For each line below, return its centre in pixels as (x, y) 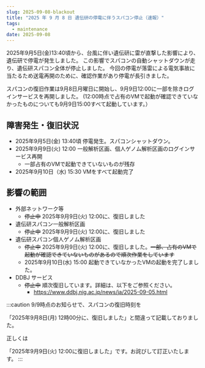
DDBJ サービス (34, 277)
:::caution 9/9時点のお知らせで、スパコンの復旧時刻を (74, 304)
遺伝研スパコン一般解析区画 (50, 224)
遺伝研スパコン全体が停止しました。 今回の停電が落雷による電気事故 (103, 68)
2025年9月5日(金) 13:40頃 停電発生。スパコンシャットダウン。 (94, 141)
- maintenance (30, 29)
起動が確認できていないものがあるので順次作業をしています (99, 254)
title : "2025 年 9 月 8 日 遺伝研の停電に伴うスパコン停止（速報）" (85, 18)
